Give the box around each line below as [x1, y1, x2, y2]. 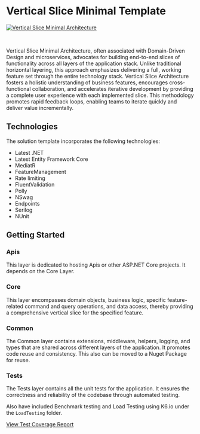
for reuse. [6, 357, 30, 364]
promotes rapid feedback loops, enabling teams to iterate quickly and [6, 97, 177, 105]
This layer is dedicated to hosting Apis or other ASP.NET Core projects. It [6, 261, 186, 268]
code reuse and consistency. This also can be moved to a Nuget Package [6, 350, 187, 357]
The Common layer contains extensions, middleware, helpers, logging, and [6, 338, 190, 345]
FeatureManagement [14, 168, 67, 175]
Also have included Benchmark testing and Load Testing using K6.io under [6, 403, 190, 410]
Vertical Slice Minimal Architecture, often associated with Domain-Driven [6, 47, 185, 54]
